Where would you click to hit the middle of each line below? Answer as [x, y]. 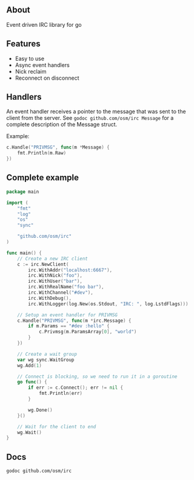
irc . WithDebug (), [50, 298]
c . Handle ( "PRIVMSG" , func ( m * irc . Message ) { [74, 321]
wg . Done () [40, 410]
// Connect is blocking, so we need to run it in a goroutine [97, 377]
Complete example [43, 178]
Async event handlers [42, 65]
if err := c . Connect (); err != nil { [75, 388]
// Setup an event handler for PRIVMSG [68, 315]
